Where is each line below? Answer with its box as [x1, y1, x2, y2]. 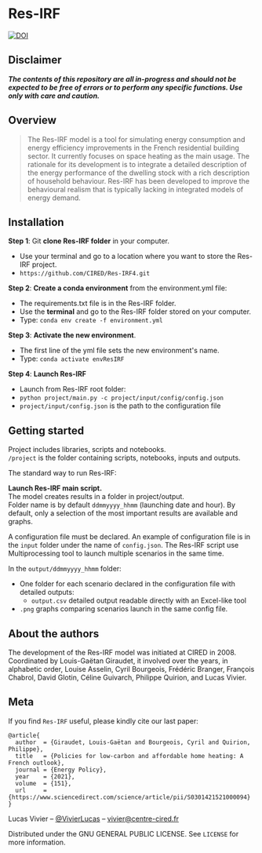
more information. [8, 837, 66, 847]
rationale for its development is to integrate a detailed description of [27, 159, 247, 169]
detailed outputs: [19, 588, 75, 597]
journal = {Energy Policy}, [15, 766, 107, 774]
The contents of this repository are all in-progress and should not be [8, 74, 237, 83]
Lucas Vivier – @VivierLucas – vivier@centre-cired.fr [8, 814, 179, 823]
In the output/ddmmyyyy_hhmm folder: [8, 564, 122, 574]
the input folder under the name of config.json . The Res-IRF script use [8, 541, 239, 550]
